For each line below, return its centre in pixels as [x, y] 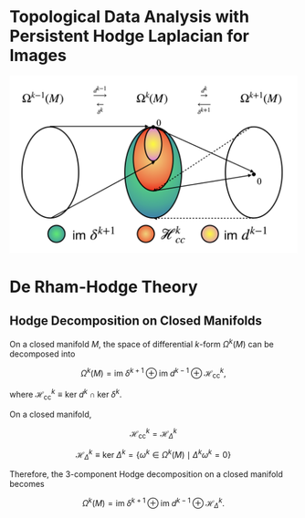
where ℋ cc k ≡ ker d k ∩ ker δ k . [66, 395]
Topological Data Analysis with [129, 17]
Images [38, 56]
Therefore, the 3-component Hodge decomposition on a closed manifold [146, 474]
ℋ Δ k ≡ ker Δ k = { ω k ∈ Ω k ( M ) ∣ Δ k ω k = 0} [153, 455]
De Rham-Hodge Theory [104, 287]
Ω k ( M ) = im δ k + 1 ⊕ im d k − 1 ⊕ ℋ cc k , [153, 373]
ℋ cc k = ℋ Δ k [153, 434]
